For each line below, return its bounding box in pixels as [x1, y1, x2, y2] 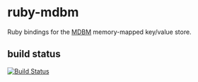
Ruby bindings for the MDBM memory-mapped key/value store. [7, 28, 192, 36]
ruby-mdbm [7, 4, 79, 20]
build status [7, 48, 62, 60]
